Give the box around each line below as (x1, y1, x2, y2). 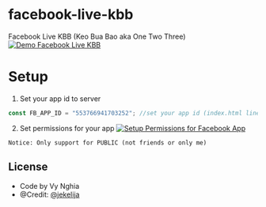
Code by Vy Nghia (19, 181, 80, 190)
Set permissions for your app (19, 123, 115, 133)
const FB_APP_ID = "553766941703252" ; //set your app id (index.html (8, 109, 243, 117)
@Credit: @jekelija (19, 190, 80, 199)
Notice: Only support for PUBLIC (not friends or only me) (8, 138, 207, 147)
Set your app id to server (19, 93, 101, 103)
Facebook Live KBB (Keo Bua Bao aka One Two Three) (8, 32, 186, 41)
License (8, 160, 48, 174)
